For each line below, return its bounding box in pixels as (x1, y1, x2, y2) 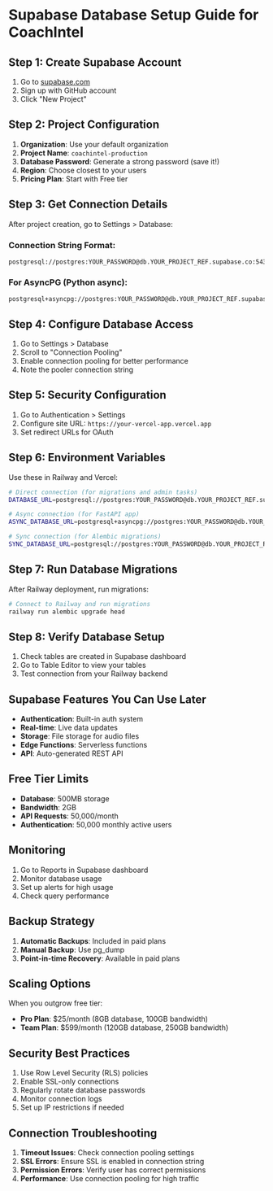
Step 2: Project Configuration (8, 118, 160, 132)
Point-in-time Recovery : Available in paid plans (19, 953, 180, 963)
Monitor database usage (19, 873, 102, 883)
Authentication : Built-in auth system (19, 714, 144, 724)
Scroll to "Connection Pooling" (19, 347, 123, 357)
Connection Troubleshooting (8, 1126, 158, 1140)
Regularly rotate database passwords (19, 1085, 146, 1095)
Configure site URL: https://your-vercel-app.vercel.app (19, 418, 212, 428)
